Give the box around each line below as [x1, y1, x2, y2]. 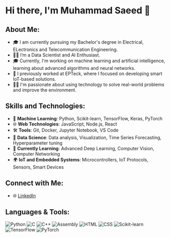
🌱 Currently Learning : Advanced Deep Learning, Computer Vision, [12, 145, 155, 151]
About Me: [5, 25, 40, 34]
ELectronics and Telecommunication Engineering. [12, 46, 118, 52]
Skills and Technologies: [5, 102, 86, 111]
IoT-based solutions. [12, 76, 56, 82]
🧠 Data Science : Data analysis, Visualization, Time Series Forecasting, [12, 134, 162, 140]
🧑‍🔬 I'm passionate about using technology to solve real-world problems [12, 82, 164, 87]
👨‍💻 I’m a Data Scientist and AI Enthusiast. [12, 52, 100, 58]
